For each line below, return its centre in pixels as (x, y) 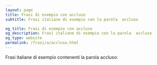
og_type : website (24, 38)
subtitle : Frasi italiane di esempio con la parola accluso (72, 19)
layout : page (19, 10)
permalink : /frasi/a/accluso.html (42, 43)
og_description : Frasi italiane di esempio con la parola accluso (79, 34)
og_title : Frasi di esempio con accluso (49, 28)
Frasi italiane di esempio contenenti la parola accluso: (62, 57)
